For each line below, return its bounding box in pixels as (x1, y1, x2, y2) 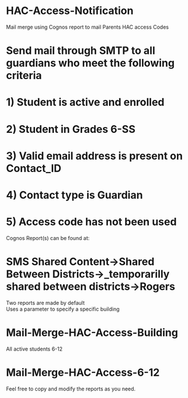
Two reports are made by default (6, 299, 85, 306)
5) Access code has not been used (6, 215, 177, 229)
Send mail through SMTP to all (6, 44, 156, 57)
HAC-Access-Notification (6, 4, 134, 18)
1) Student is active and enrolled (6, 95, 165, 109)
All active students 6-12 (6, 345, 63, 352)
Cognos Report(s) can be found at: (6, 234, 90, 241)
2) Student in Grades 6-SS (6, 122, 136, 136)
